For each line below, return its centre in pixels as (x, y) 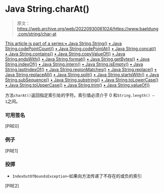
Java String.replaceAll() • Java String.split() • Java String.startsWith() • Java (82, 74)
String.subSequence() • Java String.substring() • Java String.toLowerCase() (82, 80)
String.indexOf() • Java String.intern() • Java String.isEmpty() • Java (74, 64)
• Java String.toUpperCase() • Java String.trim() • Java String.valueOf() (77, 85)
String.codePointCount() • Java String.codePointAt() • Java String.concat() (81, 48)
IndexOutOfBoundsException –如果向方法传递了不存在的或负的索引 (77, 176)
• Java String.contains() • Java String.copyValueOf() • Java (65, 54)
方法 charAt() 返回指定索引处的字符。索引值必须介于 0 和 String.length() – (80, 95)
